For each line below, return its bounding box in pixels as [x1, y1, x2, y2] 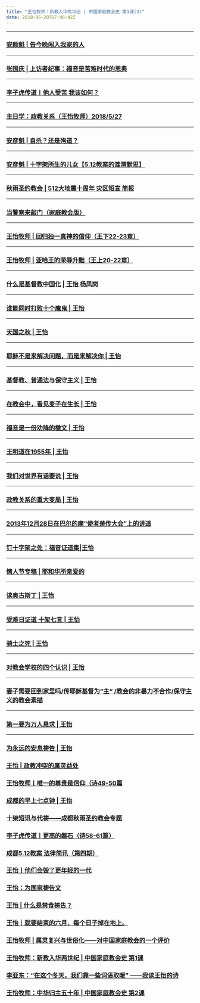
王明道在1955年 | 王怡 [6, 448, 68, 456]
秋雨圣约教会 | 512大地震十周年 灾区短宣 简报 [6, 184, 135, 192]
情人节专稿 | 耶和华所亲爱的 [6, 567, 85, 576]
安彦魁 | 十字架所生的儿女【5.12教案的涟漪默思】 [6, 160, 145, 169]
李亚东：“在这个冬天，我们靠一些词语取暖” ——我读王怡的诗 [6, 971, 179, 980]
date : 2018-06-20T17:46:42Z [6, 14, 76, 20]
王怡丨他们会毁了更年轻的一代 [6, 867, 92, 875]
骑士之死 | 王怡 [6, 639, 48, 647]
